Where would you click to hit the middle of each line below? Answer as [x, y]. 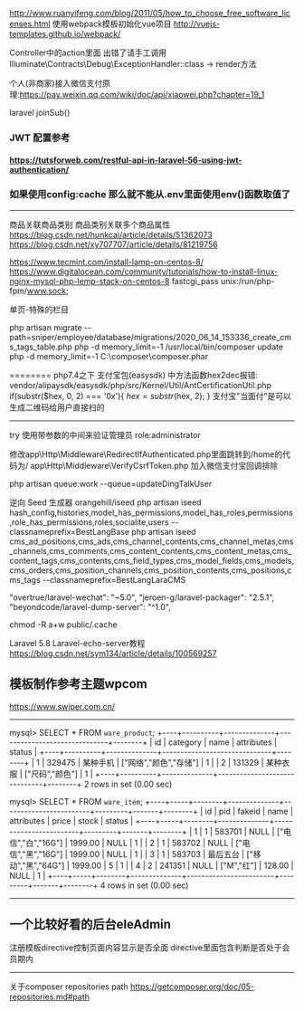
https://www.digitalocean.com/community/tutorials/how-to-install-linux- [144, 272]
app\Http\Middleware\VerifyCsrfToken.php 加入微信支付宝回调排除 [154, 465]
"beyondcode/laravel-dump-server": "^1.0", [90, 606]
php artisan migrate [46, 327]
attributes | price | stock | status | [71, 820]
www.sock [46, 291]
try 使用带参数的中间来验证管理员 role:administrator [105, 434]
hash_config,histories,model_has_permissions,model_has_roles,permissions [152, 512]
